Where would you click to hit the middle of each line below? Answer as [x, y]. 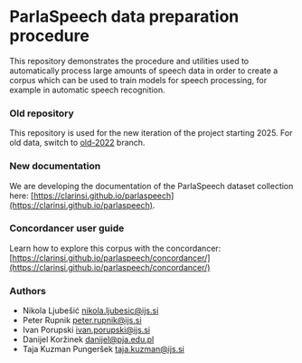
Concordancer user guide [67, 228]
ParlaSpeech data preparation [124, 17]
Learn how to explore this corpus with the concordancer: [115, 248]
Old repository [42, 113]
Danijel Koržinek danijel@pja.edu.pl [88, 339]
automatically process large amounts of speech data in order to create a [144, 71]
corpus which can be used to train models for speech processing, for [138, 80]
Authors [28, 291]
